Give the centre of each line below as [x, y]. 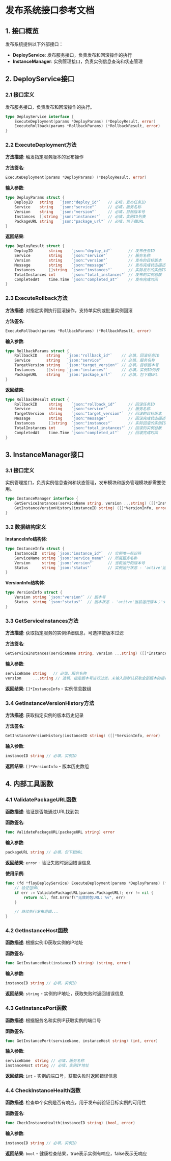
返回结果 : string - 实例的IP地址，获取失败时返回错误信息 [64, 993]
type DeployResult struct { [35, 246]
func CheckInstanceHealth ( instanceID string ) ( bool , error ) [70, 1123]
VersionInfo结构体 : [25, 583]
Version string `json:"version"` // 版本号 [60, 597]
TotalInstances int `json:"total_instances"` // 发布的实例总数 [88, 275]
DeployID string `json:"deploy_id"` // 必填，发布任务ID [80, 202]
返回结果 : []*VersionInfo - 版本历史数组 [47, 766]
